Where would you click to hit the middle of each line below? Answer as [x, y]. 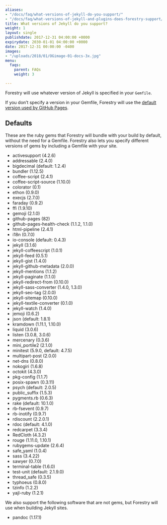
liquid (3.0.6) [25, 329]
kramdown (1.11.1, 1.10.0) [37, 324]
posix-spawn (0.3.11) [33, 382]
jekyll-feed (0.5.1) [30, 256]
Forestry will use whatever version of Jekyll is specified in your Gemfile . [79, 93]
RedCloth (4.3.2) [29, 435]
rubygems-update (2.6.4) [38, 445]
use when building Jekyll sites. [37, 508]
